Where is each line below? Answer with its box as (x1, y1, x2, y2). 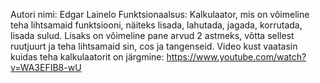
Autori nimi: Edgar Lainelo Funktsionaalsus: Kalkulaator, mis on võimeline (10, 9, 310, 20)
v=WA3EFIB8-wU (10, 62, 82, 73)
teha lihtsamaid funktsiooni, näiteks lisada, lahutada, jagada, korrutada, (10, 19, 303, 31)
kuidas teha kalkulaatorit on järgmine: (10, 51, 165, 63)
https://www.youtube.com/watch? (166, 51, 307, 63)
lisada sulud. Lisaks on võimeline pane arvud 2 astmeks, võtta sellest (10, 30, 295, 41)
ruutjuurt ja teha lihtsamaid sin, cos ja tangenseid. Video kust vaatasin (10, 40, 298, 52)
